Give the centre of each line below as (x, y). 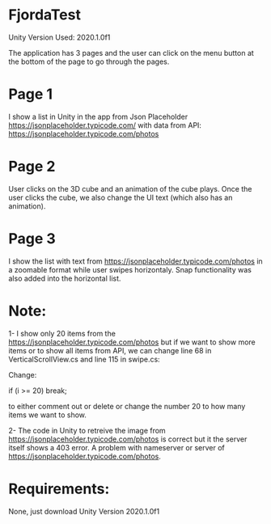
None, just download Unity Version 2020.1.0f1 (84, 511)
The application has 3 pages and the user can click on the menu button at (131, 53)
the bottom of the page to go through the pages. (89, 61)
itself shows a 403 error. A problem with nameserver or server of (116, 447)
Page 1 (31, 94)
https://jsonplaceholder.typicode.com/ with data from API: (105, 125)
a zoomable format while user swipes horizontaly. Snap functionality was (130, 269)
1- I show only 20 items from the (62, 333)
